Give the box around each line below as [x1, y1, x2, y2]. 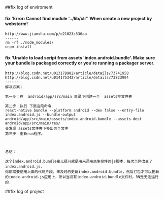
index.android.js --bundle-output [5, 113, 76, 117]
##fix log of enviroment [5, 4, 53, 10]
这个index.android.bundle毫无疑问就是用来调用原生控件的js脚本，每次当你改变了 [5, 159, 153, 164]
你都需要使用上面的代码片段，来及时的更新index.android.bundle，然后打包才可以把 [5, 170, 156, 174]
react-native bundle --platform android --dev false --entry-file [5, 108, 144, 113]
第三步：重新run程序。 [5, 131, 45, 137]
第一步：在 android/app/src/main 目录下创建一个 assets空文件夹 [5, 94, 132, 99]
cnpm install [5, 44, 32, 50]
